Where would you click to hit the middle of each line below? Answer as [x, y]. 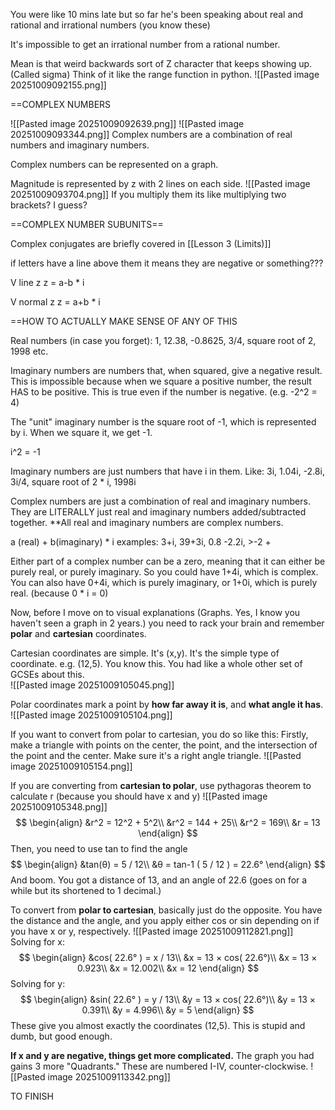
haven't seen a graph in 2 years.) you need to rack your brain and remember [167, 623]
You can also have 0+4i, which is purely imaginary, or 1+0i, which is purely [164, 582]
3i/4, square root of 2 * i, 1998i [73, 482]
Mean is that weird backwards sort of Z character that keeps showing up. [161, 63]
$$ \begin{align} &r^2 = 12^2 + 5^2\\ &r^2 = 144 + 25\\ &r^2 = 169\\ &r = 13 [168, 822]
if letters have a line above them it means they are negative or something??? [167, 263]
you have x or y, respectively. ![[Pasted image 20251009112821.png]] [152, 931]
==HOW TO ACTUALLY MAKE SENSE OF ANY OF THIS [124, 321]
